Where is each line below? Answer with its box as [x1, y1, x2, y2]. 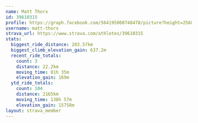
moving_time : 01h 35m [16, 69, 69, 75]
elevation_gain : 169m [16, 75, 69, 80]
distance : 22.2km [16, 63, 59, 70]
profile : [5, 20, 27, 25]
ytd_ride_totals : [11, 80, 54, 86]
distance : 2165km [16, 91, 59, 97]
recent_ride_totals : [11, 53, 61, 59]
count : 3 [16, 58, 38, 64]
